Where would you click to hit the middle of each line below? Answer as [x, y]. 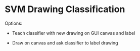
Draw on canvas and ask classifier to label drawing [65, 43]
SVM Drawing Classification [65, 9]
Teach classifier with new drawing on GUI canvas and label [74, 33]
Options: [14, 23]
